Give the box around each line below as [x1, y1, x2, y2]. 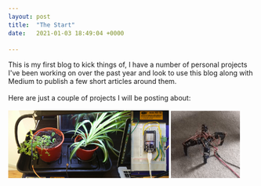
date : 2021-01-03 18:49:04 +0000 [8, 29, 125, 37]
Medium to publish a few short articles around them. [8, 77, 177, 86]
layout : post [8, 13, 51, 20]
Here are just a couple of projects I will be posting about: [8, 93, 191, 103]
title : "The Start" [8, 20, 76, 29]
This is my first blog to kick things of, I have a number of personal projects [8, 60, 248, 70]
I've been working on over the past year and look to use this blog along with [8, 68, 253, 78]
